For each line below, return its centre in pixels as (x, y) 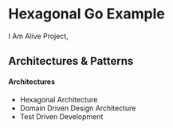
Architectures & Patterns (71, 61)
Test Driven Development (61, 116)
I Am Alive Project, (39, 36)
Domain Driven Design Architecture (78, 108)
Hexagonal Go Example (86, 14)
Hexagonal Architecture (59, 99)
